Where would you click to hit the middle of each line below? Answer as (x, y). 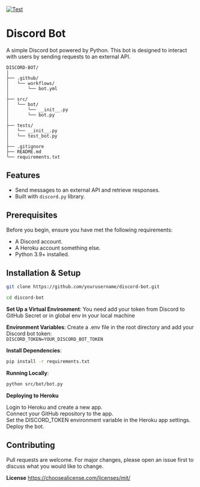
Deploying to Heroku (32, 395)
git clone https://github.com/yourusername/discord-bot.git (83, 287)
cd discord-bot (25, 298)
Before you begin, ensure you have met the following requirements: (89, 230)
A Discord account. (39, 241)
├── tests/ (20, 125)
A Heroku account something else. (58, 248)
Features (23, 175)
